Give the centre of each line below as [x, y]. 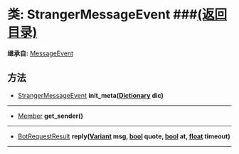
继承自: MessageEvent [40, 53]
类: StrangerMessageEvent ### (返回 [117, 15]
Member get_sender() [51, 116]
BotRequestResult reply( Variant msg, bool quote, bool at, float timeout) [124, 136]
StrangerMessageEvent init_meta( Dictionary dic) [90, 95]
